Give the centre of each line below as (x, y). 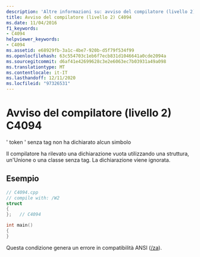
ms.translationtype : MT (36, 67)
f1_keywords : (22, 28)
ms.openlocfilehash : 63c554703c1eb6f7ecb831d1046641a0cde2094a (86, 56)
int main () (20, 225)
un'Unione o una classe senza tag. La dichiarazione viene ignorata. (88, 160)
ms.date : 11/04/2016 (32, 23)
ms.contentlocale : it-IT (37, 73)
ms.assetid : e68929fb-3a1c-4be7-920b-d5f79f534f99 (70, 51)
